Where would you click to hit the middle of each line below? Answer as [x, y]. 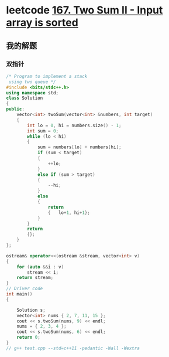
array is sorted [42, 23]
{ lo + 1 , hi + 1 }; [69, 212]
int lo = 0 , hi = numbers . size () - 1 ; [74, 125]
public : [15, 109]
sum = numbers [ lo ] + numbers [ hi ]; [79, 147]
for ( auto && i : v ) [40, 267]
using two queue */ [32, 82]
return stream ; [35, 278]
